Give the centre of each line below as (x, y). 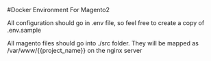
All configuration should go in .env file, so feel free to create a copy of (106, 23)
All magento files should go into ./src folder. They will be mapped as (103, 43)
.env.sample (24, 30)
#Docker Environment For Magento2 (58, 10)
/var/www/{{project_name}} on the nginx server (75, 50)
